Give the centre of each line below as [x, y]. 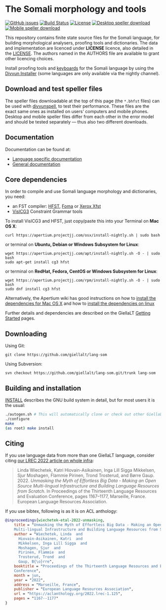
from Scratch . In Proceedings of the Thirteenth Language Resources [87, 491]
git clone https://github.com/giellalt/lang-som [56, 355]
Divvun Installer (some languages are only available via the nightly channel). [83, 73]
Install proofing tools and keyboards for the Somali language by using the [80, 68]
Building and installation [43, 388]
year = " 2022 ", [30, 580]
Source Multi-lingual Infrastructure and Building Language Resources [88, 486]
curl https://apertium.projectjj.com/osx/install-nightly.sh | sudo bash [83, 236]
